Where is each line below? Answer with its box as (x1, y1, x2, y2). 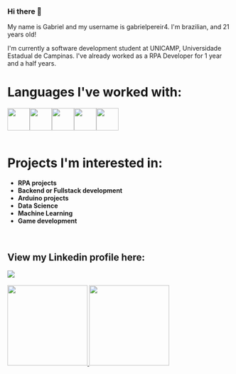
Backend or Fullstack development (17, 186, 123, 195)
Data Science (17, 201, 58, 210)
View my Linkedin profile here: (7, 251, 146, 263)
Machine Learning (17, 209, 73, 218)
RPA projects (17, 178, 57, 188)
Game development (17, 217, 77, 226)
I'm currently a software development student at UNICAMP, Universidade (7, 44, 222, 53)
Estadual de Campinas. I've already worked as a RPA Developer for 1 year (7, 51, 222, 60)
